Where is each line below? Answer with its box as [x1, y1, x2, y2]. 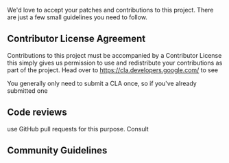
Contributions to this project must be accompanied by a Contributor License [7, 51, 222, 59]
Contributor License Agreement [7, 33, 146, 45]
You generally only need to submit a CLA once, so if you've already [7, 79, 197, 87]
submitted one [7, 86, 48, 95]
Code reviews [7, 107, 67, 118]
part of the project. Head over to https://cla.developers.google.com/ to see [7, 65, 219, 74]
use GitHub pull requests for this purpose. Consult [7, 124, 149, 133]
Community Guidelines [7, 144, 108, 157]
